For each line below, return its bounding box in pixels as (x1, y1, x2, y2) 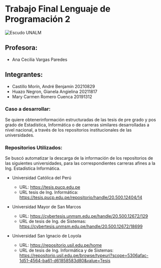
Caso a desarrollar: (5, 105, 51, 112)
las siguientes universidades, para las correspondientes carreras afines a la (5, 161, 156, 166)
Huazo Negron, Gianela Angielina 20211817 (12, 89, 98, 94)
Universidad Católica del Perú (12, 175, 72, 181)
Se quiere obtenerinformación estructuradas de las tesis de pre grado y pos (5, 117, 156, 122)
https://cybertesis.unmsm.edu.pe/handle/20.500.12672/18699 (19, 223, 143, 229)
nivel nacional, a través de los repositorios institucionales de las (5, 127, 132, 133)
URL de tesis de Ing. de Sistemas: (19, 219, 87, 224)
